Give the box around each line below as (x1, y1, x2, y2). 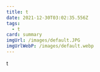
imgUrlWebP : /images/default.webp (6, 43, 95, 49)
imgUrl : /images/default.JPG (6, 37, 80, 43)
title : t (6, 9, 29, 15)
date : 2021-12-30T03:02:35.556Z (6, 15, 88, 21)
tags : (6, 20, 20, 26)
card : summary (6, 32, 43, 38)
